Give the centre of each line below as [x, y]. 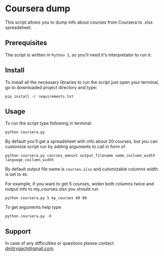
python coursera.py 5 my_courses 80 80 [46, 198]
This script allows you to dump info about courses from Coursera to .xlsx [79, 22]
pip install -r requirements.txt [39, 96]
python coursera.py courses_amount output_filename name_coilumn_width [80, 156]
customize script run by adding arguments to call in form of [65, 147]
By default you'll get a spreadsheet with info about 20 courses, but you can [82, 141]
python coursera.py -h [28, 216]
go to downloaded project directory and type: [51, 87]
